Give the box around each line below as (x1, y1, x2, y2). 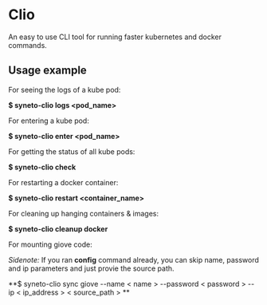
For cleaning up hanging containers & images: (8, 208, 159, 218)
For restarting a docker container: (8, 177, 119, 187)
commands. (8, 40, 48, 50)
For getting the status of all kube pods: (8, 146, 135, 156)
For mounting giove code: (8, 240, 93, 249)
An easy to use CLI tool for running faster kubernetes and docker (8, 32, 222, 42)
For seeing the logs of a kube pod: (8, 85, 121, 94)
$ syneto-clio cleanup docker (8, 224, 108, 233)
